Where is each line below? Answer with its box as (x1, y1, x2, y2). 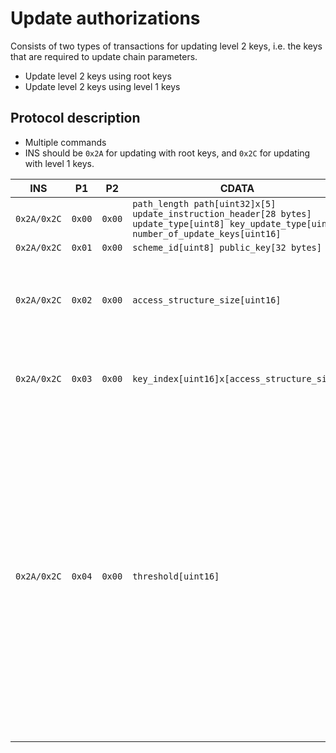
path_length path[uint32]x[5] (132, 198, 277, 209)
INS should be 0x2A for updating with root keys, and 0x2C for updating (24, 147, 311, 159)
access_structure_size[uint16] (132, 294, 282, 306)
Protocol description (10, 110, 141, 127)
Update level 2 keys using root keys (24, 70, 172, 82)
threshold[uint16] (132, 570, 220, 582)
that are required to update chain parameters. (10, 50, 198, 62)
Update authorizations (10, 7, 201, 30)
